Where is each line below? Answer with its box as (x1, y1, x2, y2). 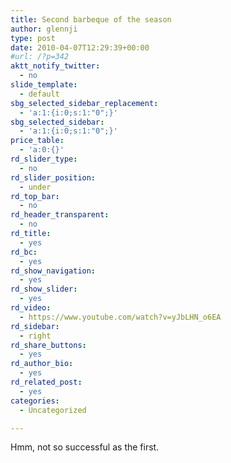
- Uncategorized (19, 405, 87, 415)
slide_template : (10, 80, 78, 90)
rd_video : (10, 303, 52, 313)
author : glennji (10, 24, 78, 34)
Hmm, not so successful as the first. (10, 441, 160, 453)
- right (19, 331, 52, 341)
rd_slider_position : (10, 172, 97, 183)
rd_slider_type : (10, 154, 78, 164)
